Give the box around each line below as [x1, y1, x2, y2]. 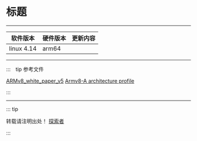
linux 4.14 [9, 44, 37, 53]
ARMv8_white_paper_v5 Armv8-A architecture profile [6, 77, 135, 84]
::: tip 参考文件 [6, 66, 44, 73]
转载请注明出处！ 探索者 [6, 118, 64, 125]
